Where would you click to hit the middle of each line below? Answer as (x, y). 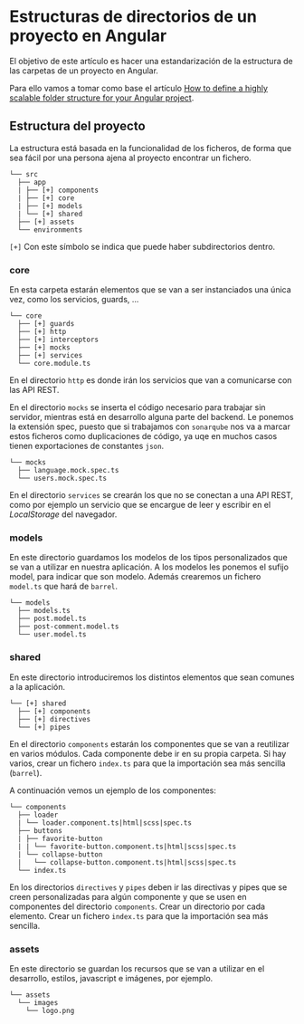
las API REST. (34, 390)
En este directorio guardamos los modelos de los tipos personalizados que (148, 558)
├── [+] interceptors (58, 340)
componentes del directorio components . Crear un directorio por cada (137, 906)
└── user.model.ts (52, 635)
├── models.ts (44, 611)
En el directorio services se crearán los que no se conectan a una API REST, (152, 495)
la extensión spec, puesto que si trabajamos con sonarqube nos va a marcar (150, 426)
